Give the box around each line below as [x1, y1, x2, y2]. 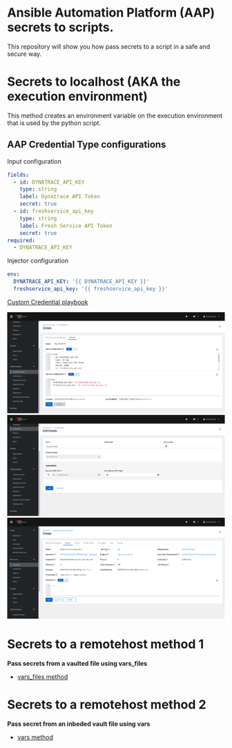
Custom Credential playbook [7, 298, 88, 306]
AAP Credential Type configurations [7, 139, 166, 151]
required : [7, 237, 36, 244]
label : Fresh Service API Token [19, 222, 113, 229]
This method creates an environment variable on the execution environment [7, 111, 223, 119]
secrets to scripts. [7, 19, 114, 35]
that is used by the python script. [7, 119, 101, 127]
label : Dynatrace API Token [19, 193, 100, 200]
